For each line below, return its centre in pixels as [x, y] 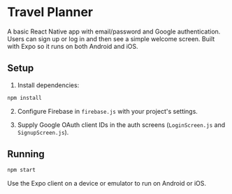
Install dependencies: [48, 85]
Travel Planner [50, 12]
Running [26, 154]
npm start [22, 170]
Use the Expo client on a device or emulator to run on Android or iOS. [107, 184]
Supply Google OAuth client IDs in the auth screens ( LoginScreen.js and [121, 125]
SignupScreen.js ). [43, 132]
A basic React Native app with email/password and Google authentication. [114, 31]
